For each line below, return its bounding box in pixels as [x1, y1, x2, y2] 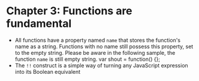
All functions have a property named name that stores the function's [14, 36, 181, 43]
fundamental [6, 17, 72, 30]
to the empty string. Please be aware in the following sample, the [14, 49, 176, 56]
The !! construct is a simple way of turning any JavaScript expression [14, 61, 189, 69]
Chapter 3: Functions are [6, 4, 133, 18]
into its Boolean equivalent [14, 68, 81, 75]
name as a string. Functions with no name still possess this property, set [14, 43, 194, 50]
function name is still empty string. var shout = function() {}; [14, 55, 161, 63]
